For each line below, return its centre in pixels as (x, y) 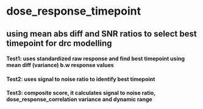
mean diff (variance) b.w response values (60, 65)
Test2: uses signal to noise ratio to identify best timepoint (81, 79)
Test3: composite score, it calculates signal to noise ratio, (81, 93)
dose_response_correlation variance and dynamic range (79, 99)
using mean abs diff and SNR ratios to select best (101, 34)
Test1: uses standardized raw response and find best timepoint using (95, 58)
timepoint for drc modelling (59, 43)
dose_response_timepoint (74, 11)
